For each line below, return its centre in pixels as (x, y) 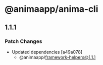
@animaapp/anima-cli (51, 9)
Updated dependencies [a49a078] (47, 52)
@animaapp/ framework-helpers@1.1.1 (57, 57)
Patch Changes (24, 41)
